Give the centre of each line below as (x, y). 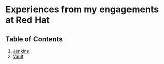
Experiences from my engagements (82, 9)
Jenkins (21, 51)
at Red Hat (27, 20)
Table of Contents (34, 39)
